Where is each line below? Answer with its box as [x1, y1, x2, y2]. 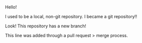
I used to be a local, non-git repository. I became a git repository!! [5, 14, 138, 19]
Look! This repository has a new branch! [5, 23, 87, 29]
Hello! [5, 4, 17, 10]
